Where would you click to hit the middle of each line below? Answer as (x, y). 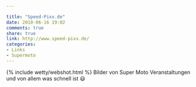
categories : (21, 44)
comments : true (25, 28)
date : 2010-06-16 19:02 (36, 22)
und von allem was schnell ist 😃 (46, 78)
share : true (21, 33)
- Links (16, 50)
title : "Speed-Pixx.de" (36, 17)
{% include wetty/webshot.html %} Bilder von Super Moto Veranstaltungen (98, 72)
